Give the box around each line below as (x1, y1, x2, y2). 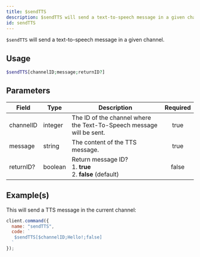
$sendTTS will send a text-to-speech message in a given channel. (6, 36, 165, 44)
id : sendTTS (6, 20, 36, 26)
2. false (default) (71, 170, 119, 178)
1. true (71, 162, 91, 171)
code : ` (11, 229, 31, 235)
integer (43, 120, 64, 129)
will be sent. (71, 128, 105, 137)
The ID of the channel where (71, 113, 151, 122)
